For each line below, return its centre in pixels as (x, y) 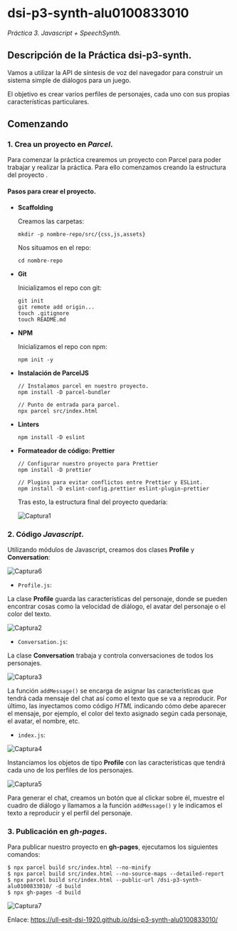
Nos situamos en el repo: (54, 247)
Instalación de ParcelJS (53, 373)
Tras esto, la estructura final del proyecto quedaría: (93, 502)
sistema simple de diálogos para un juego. (69, 80)
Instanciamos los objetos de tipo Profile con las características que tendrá (116, 763)
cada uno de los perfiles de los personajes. (70, 770)
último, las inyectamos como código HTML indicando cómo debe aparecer (117, 705)
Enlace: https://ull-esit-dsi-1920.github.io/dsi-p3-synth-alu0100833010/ (113, 920)
